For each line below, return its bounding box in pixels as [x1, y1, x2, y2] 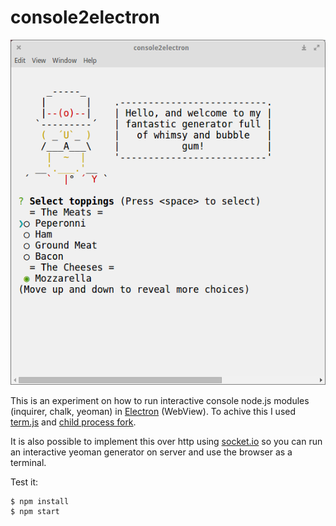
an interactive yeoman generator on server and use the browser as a [10, 446, 293, 458]
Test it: [10, 476, 39, 488]
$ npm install [10, 497, 70, 507]
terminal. [10, 457, 47, 469]
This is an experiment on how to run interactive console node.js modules [10, 395, 310, 407]
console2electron [10, 6, 160, 29]
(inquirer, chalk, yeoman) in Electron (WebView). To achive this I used [10, 406, 297, 418]
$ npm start [10, 507, 60, 517]
